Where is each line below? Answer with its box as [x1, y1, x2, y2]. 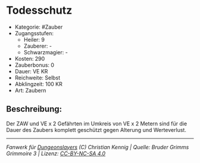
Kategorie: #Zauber [14, 23, 63, 30]
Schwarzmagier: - [23, 48, 68, 56]
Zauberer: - [23, 42, 52, 50]
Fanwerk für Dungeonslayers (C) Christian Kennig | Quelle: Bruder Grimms [6, 143, 189, 150]
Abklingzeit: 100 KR [14, 80, 62, 87]
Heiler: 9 [23, 36, 45, 43]
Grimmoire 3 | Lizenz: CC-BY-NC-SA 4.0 [6, 150, 106, 157]
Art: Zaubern [14, 87, 46, 94]
